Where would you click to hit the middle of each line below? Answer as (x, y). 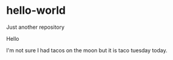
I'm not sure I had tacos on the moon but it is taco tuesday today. (87, 50)
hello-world (36, 10)
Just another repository (36, 27)
